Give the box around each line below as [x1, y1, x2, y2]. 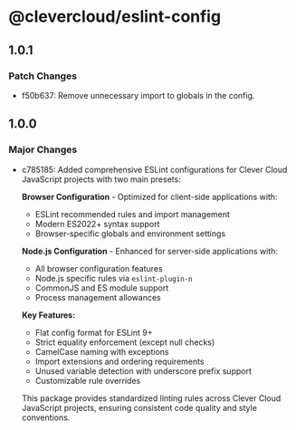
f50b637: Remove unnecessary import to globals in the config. [21, 90, 255, 100]
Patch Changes [8, 70, 78, 82]
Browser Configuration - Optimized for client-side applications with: [21, 191, 278, 202]
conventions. [21, 412, 71, 423]
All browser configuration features [34, 263, 164, 273]
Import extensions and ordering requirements [34, 356, 205, 367]
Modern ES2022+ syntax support [34, 218, 160, 229]
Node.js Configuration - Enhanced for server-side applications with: [21, 245, 278, 256]
